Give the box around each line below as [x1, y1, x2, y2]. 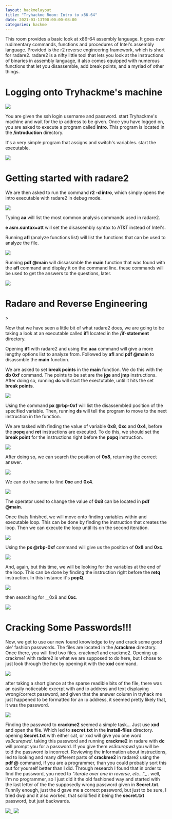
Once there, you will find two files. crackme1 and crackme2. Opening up [5, 650, 158, 656]
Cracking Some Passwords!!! [5, 622, 132, 634]
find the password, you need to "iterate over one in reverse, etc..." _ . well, [5, 771, 161, 776]
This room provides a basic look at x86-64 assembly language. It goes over [5, 36, 165, 42]
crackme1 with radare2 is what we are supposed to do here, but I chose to [5, 655, 162, 661]
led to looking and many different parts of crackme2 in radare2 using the [5, 754, 160, 760]
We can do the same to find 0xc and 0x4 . [5, 479, 94, 485]
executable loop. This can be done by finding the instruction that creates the [5, 519, 167, 525]
